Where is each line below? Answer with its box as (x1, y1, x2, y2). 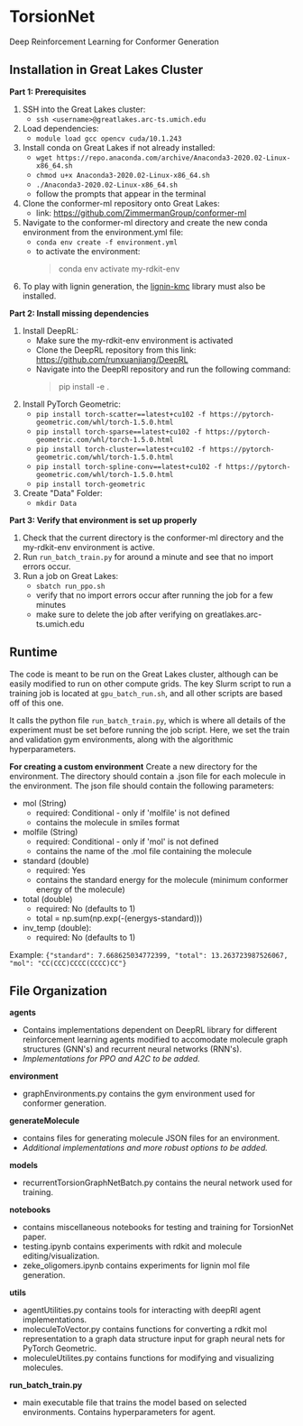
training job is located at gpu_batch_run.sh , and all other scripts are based (9, 687, 283, 698)
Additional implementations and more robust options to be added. (22, 1143, 269, 1154)
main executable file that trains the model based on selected (22, 1397, 247, 1408)
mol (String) (22, 797, 68, 808)
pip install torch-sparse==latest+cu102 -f (35, 427, 203, 437)
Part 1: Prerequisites (9, 86, 87, 97)
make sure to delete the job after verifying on (35, 609, 204, 620)
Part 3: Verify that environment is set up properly (9, 514, 197, 525)
